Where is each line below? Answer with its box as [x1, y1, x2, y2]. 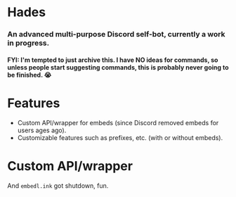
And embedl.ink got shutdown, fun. [7, 181, 109, 190]
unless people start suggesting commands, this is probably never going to [7, 63, 229, 71]
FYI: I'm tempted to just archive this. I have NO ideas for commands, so [7, 56, 218, 64]
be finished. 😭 [7, 70, 52, 79]
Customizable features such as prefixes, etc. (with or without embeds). [17, 133, 223, 141]
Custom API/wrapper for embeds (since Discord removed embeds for [17, 118, 219, 127]
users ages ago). [17, 126, 67, 134]
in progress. [7, 38, 50, 48]
